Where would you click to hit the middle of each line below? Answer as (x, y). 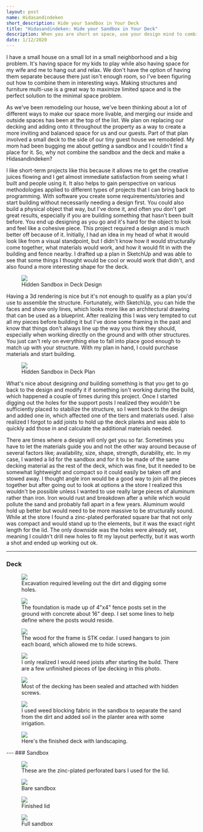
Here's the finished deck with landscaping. (75, 741)
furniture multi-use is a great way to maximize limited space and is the (94, 89)
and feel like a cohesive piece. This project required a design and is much (98, 228)
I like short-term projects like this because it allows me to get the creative (97, 170)
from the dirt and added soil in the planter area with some (93, 717)
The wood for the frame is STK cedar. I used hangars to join (96, 638)
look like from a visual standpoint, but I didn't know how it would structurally (101, 241)
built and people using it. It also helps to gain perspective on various (91, 183)
